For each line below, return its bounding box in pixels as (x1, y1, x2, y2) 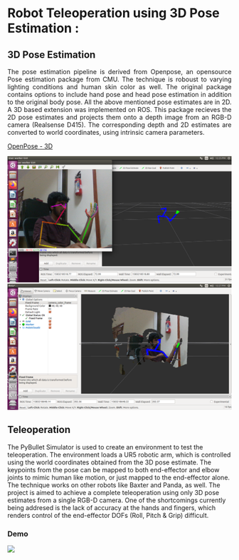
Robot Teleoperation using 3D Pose (7, 5, 221, 21)
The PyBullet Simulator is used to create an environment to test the (7, 442, 203, 451)
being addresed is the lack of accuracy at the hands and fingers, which (7, 503, 216, 511)
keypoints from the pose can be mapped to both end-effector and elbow (7, 465, 220, 474)
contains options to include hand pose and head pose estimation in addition (7, 91, 232, 98)
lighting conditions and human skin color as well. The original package (7, 83, 232, 91)
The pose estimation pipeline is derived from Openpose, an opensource (7, 68, 232, 76)
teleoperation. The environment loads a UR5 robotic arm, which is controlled (7, 450, 231, 459)
